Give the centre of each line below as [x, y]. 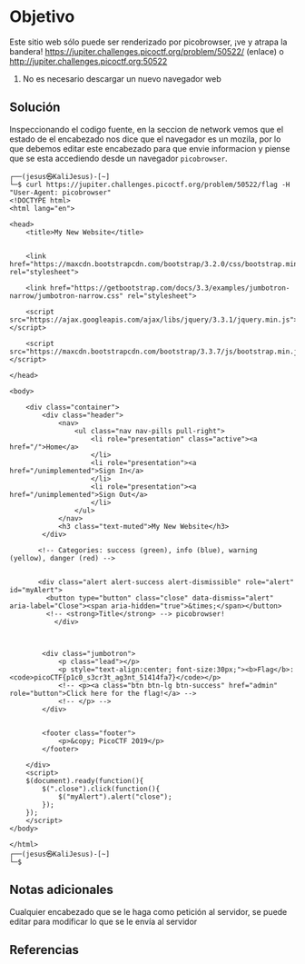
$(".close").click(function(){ [101, 789]
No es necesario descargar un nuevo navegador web [122, 78]
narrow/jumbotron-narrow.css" [67, 296]
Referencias [44, 950]
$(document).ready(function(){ [85, 780]
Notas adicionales [61, 890]
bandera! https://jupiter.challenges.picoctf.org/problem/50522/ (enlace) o [147, 51]
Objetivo [42, 17]
